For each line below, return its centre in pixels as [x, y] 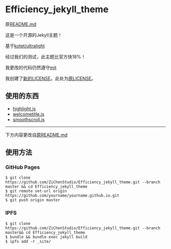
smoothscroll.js [28, 119]
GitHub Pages [23, 167]
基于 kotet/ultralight [25, 46]
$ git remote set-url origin [36, 191]
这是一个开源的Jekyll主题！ [34, 35]
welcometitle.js [28, 114]
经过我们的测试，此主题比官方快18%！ [46, 57]
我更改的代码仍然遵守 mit [31, 67]
